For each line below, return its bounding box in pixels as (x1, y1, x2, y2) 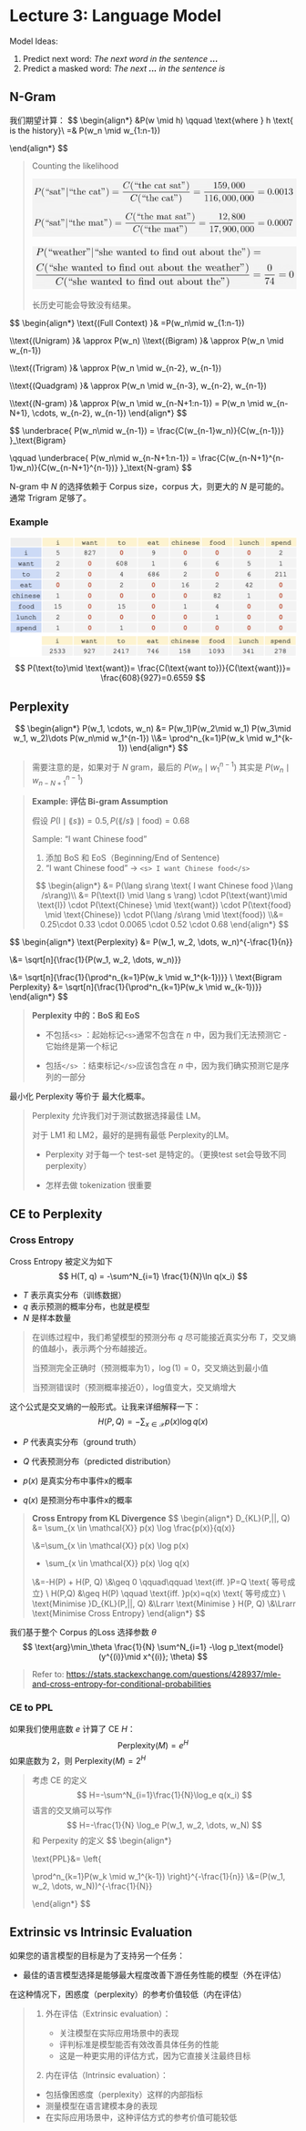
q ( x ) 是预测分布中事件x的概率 (22, 1495, 133, 1506)
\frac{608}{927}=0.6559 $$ (100, 672, 206, 683)
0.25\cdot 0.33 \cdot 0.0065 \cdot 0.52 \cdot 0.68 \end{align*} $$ (39, 918, 290, 929)
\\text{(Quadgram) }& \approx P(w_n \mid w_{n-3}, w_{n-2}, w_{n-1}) (9, 380, 267, 392)
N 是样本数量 (22, 1312, 72, 1323)
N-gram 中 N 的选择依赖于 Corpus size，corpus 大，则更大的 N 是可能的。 (9, 481, 290, 492)
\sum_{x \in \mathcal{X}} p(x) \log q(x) (45, 1558, 190, 1569)
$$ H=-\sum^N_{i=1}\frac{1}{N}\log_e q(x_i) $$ (76, 1789, 252, 1800)
